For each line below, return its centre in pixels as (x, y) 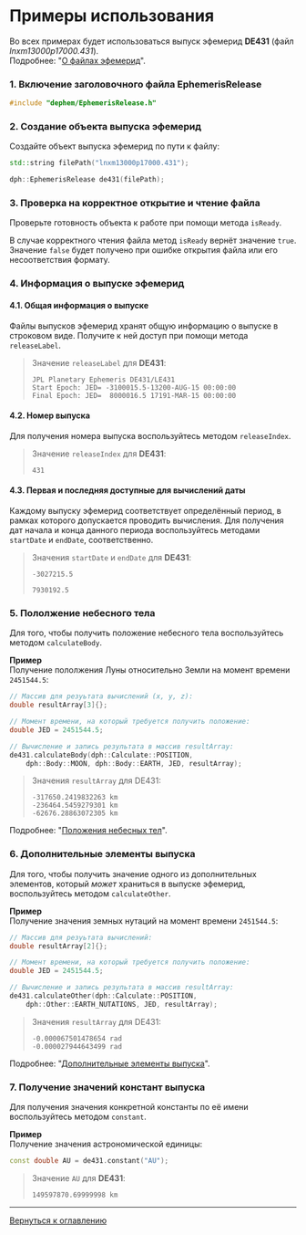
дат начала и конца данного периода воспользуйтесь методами (135, 529)
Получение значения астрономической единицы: (106, 1144)
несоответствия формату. (60, 260)
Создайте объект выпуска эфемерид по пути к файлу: (115, 146)
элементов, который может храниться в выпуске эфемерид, (127, 884)
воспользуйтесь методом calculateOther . (90, 893)
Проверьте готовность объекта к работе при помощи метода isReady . (146, 223)
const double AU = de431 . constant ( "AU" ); (89, 1161)
